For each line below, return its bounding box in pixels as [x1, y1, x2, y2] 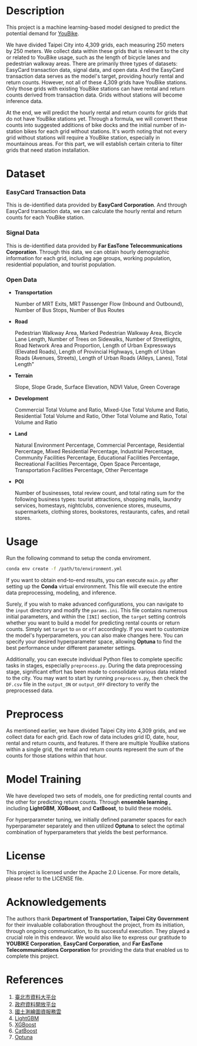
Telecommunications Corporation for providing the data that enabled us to [6, 946, 189, 953]
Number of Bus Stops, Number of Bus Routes [14, 307, 125, 314]
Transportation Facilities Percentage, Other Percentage [14, 467, 149, 474]
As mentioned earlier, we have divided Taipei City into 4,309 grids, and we [6, 727, 186, 734]
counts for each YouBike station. [6, 214, 85, 221]
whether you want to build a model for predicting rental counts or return [6, 619, 181, 626]
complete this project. [6, 952, 59, 959]
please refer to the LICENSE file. [6, 875, 84, 882]
